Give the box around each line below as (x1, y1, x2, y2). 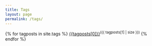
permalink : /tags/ (5, 16, 43, 21)
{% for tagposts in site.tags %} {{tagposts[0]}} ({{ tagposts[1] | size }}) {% (5, 30, 148, 37)
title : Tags (5, 7, 30, 12)
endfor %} (5, 36, 26, 42)
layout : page (5, 12, 32, 17)
